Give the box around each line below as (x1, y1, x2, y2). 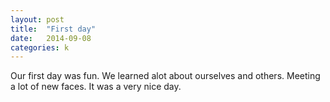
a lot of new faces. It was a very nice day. (10, 81, 182, 93)
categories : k (10, 42, 70, 53)
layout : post (10, 14, 65, 25)
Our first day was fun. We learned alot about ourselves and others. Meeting (10, 70, 321, 82)
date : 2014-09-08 (10, 33, 92, 43)
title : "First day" (10, 24, 97, 34)
